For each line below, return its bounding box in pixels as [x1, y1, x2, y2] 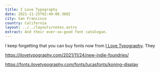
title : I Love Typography [5, 7, 57, 12]
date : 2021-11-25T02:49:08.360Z [5, 12, 71, 16]
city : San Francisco [5, 16, 47, 21]
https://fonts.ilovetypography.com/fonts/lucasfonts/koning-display [5, 61, 139, 67]
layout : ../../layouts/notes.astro [5, 25, 77, 30]
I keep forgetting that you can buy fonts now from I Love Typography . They [5, 43, 156, 48]
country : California [5, 20, 47, 26]
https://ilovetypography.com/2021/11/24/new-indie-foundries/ [5, 52, 129, 58]
